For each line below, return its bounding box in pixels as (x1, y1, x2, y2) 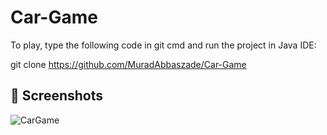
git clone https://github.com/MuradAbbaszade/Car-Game (10, 58, 247, 70)
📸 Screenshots (10, 87, 104, 105)
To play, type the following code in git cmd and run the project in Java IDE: (10, 39, 317, 51)
